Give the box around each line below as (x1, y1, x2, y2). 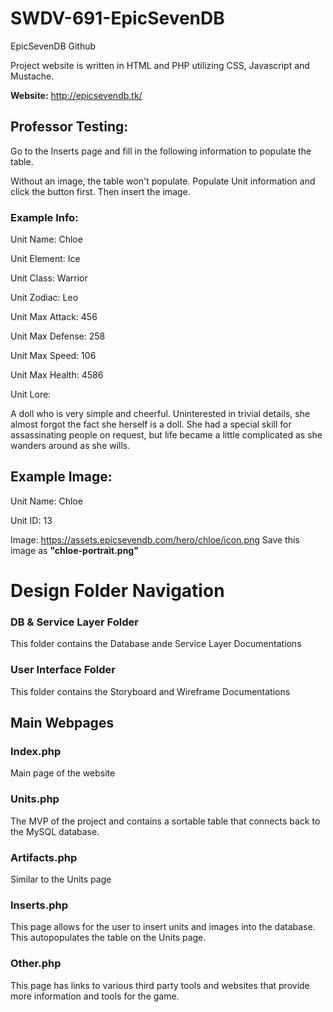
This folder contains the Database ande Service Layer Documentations (10, 638, 302, 650)
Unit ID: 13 (10, 514, 53, 526)
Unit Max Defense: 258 (10, 330, 106, 342)
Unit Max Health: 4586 (10, 369, 104, 381)
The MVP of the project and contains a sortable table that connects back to (10, 815, 321, 827)
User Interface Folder (10, 663, 117, 677)
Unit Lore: (10, 388, 52, 401)
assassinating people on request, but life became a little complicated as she (10, 429, 323, 441)
